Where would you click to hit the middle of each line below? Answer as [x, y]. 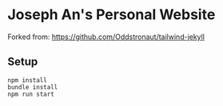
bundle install [33, 87]
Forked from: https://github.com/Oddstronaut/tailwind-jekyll [106, 37]
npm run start [31, 94]
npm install [27, 80]
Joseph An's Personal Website [111, 15]
